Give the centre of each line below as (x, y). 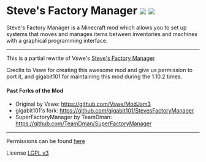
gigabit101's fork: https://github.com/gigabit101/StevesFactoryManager (105, 111)
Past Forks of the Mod (35, 90)
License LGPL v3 (28, 153)
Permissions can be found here (46, 141)
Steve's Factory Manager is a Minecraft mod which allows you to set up (97, 28)
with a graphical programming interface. (57, 40)
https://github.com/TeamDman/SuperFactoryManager (83, 123)
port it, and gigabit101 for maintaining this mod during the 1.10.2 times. (94, 76)
